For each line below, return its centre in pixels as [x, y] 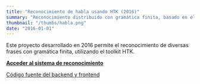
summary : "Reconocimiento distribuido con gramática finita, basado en [97, 17]
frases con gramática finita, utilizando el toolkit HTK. [71, 52]
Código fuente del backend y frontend [53, 74]
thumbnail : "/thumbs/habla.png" [46, 23]
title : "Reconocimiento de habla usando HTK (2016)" [73, 12]
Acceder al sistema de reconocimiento [55, 63]
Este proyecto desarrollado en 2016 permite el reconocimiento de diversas [97, 45]
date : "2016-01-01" [30, 28]
